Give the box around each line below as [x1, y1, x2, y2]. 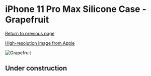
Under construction [5, 64, 67, 73]
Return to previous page [5, 30, 55, 36]
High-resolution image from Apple [5, 40, 75, 46]
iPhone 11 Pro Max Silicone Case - [5, 3, 147, 15]
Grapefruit [5, 14, 49, 25]
